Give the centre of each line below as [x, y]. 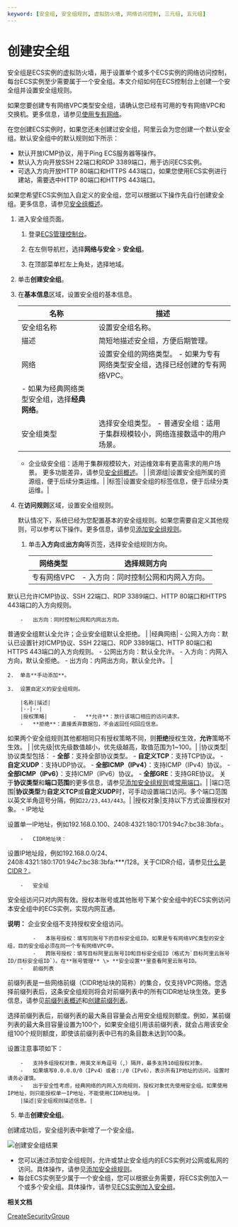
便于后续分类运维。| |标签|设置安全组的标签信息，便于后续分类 [138, 481]
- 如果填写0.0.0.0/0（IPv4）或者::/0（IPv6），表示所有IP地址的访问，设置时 [125, 1070]
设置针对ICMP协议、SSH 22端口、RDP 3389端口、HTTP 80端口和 [116, 643]
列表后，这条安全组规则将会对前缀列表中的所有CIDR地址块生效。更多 [126, 991]
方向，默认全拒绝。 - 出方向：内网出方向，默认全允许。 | [90, 660]
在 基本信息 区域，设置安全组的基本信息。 [76, 294]
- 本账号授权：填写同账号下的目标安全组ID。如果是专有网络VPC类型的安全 [129, 938]
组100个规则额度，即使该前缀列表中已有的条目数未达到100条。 [98, 1033]
